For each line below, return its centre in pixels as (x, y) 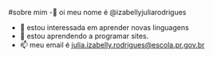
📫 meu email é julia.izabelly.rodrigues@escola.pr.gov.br (112, 45)
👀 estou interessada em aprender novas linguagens (104, 27)
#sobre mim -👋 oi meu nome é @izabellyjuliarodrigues (97, 12)
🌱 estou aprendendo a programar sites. (84, 36)
